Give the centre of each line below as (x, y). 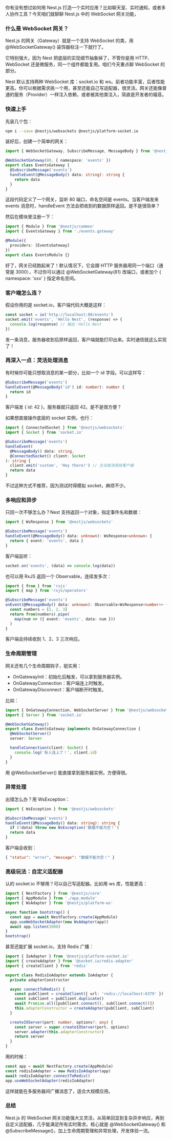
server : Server (26, 739)
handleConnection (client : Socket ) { (49, 748)
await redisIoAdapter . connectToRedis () (48, 1076)
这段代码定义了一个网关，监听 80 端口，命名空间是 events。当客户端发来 (82, 200)
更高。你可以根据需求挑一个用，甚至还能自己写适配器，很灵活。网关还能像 (84, 88)
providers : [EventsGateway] (40, 245)
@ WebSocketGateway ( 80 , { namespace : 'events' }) (58, 161)
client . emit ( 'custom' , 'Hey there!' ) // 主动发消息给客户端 (72, 466)
